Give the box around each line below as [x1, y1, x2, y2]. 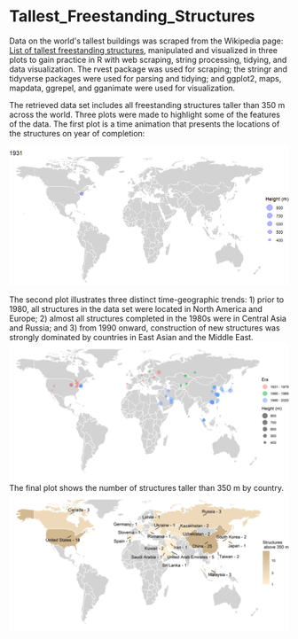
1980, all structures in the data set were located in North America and [9, 303, 263, 314]
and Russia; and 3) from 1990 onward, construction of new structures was [9, 322, 281, 333]
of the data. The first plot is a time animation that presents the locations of [9, 118, 280, 129]
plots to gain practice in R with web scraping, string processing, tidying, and [9, 54, 287, 65]
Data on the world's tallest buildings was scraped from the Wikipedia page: [9, 35, 284, 46]
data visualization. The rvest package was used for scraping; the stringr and [9, 64, 288, 74]
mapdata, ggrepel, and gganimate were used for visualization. [9, 82, 236, 93]
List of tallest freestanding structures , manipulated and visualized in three [9, 44, 278, 55]
